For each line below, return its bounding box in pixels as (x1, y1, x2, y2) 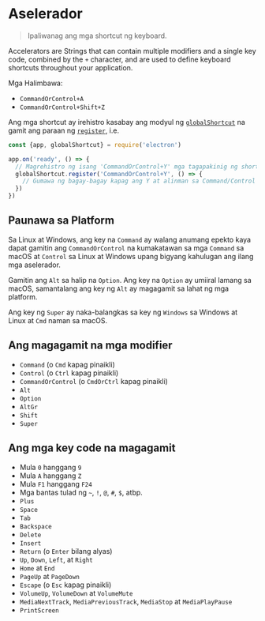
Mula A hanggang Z (19, 471, 82, 480)
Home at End (19, 563, 55, 573)
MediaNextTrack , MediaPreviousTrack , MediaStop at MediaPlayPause (19, 597, 233, 606)
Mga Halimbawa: (8, 78, 63, 88)
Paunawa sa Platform (8, 214, 114, 228)
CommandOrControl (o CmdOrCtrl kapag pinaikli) (19, 376, 168, 386)
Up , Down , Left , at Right (19, 555, 93, 564)
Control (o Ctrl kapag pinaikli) (19, 368, 119, 378)
